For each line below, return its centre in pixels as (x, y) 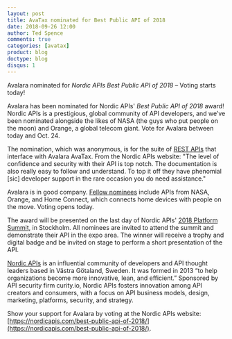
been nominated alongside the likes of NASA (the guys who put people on (113, 121)
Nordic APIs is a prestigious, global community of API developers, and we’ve (116, 113)
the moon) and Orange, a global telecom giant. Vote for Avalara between (110, 128)
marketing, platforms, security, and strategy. (70, 300)
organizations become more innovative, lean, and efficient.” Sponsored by (113, 278)
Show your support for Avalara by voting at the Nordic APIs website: (104, 313)
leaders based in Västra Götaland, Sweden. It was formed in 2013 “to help (113, 270)
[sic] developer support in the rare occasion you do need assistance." (107, 179)
